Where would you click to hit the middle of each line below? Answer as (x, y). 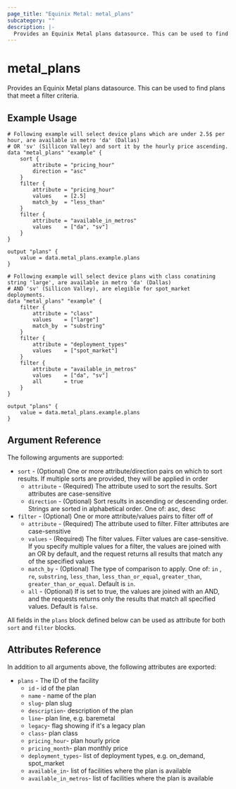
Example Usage (42, 118)
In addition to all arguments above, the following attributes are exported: (112, 667)
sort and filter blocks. (42, 627)
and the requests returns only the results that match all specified (122, 599)
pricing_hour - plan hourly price (74, 740)
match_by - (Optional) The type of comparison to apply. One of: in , (125, 568)
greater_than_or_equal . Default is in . (82, 583)
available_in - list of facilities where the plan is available (110, 771)
